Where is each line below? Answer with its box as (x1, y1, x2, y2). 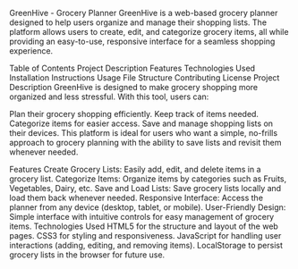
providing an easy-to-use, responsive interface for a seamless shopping (9, 36, 276, 46)
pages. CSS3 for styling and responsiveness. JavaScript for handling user (9, 231, 282, 240)
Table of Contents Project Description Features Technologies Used (9, 63, 256, 73)
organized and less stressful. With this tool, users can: (9, 91, 209, 102)
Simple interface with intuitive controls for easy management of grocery (9, 212, 275, 222)
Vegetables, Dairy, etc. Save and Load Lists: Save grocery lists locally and (9, 183, 282, 193)
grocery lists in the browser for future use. (9, 249, 166, 260)
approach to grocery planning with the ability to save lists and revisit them (9, 138, 282, 147)
